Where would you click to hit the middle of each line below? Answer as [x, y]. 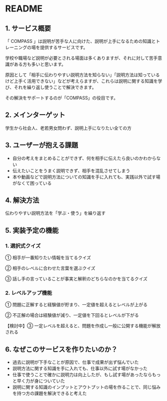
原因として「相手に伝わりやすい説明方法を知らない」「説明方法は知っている [83, 75]
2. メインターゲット [35, 115]
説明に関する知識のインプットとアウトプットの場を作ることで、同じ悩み [86, 387]
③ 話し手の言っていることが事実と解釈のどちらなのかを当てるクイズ [77, 279]
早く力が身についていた [41, 381]
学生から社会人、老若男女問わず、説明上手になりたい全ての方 [69, 128]
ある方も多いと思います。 [40, 64]
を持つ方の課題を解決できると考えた [50, 394]
